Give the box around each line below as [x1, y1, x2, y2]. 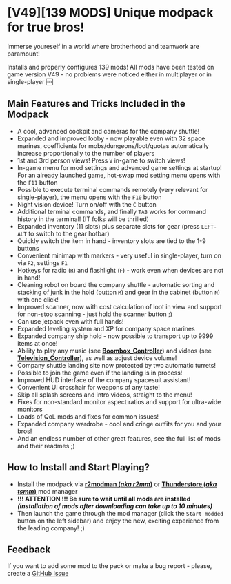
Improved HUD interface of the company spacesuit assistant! [17, 375, 191, 384]
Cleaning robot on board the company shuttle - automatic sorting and [17, 280, 215, 289]
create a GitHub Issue [7, 570, 69, 578]
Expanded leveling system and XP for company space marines [17, 324, 195, 333]
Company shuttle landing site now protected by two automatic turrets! [17, 361, 216, 369]
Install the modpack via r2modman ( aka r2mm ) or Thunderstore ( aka [17, 480, 217, 488]
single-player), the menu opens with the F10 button [17, 193, 162, 201]
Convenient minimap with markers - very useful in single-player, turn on [17, 251, 222, 260]
